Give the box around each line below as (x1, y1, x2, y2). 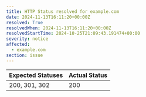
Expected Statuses (9, 71, 63, 79)
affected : (6, 42, 30, 48)
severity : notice (6, 36, 49, 42)
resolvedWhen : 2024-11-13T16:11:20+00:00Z (6, 25, 111, 31)
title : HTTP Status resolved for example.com (6, 8, 119, 15)
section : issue (6, 52, 43, 58)
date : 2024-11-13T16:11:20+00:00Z (6, 14, 91, 20)
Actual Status (68, 71, 107, 79)
